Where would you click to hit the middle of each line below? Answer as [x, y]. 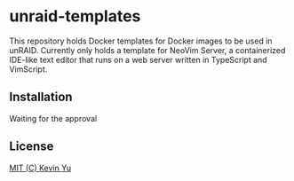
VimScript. [28, 69]
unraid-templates [75, 16]
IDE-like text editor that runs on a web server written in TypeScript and [139, 59]
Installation [41, 97]
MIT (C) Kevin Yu [40, 168]
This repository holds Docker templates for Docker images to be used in [141, 41]
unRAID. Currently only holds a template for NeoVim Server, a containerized [147, 50]
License [32, 147]
